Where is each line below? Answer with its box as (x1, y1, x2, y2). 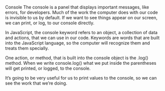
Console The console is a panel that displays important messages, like (5, 4, 149, 10)
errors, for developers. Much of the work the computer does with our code (5, 9, 158, 15)
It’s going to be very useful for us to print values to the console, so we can (5, 75, 157, 81)
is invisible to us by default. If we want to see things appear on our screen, (5, 15, 158, 20)
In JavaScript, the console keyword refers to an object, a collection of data (5, 30, 158, 35)
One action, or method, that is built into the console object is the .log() (5, 55, 149, 61)
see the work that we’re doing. (5, 80, 68, 86)
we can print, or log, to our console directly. (5, 20, 94, 26)
